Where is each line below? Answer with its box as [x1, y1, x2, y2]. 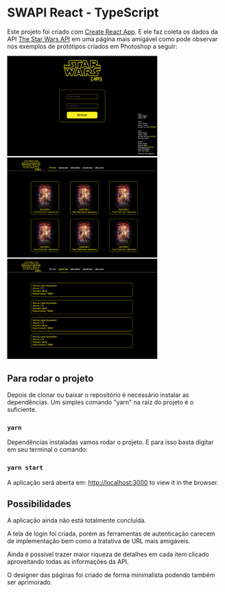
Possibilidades [7, 498, 71, 510]
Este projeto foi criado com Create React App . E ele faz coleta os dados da [7, 28, 218, 36]
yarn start [7, 464, 43, 472]
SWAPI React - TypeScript [7, 5, 159, 21]
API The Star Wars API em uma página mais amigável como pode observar [7, 34, 218, 43]
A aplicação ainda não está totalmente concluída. [7, 516, 146, 525]
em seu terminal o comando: [7, 446, 88, 454]
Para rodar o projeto [7, 373, 94, 384]
